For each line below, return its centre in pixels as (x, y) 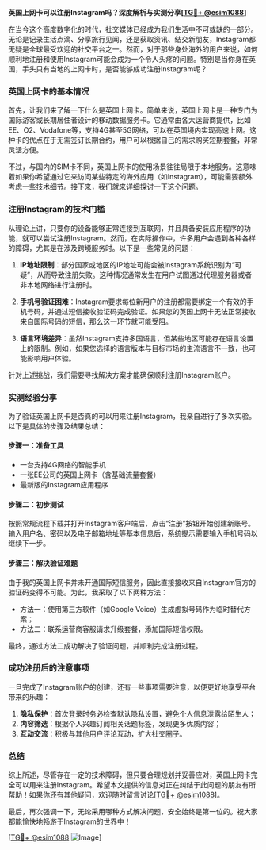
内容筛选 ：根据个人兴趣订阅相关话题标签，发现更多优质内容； (120, 723)
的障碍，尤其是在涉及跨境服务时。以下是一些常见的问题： (102, 248)
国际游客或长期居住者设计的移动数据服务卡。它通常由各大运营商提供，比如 (129, 120)
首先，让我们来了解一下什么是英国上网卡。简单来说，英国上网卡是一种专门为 (133, 110)
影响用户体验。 (51, 358)
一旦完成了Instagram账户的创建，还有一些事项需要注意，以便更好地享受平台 (132, 687)
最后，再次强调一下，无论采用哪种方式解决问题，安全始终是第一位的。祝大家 (133, 812)
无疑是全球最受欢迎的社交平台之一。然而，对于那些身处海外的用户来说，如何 (133, 49)
